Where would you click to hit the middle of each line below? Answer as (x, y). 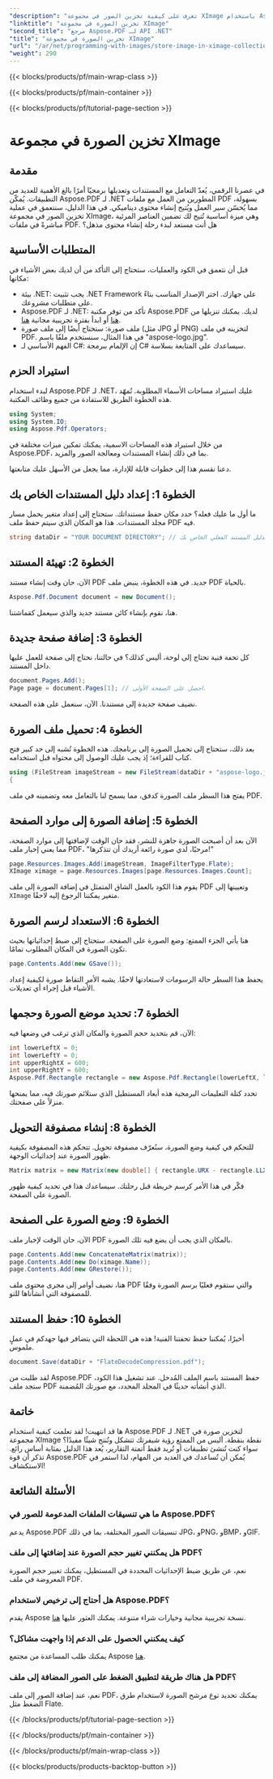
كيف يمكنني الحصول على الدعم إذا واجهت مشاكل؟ (97, 1639)
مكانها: (19, 278)
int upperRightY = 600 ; (49, 1071)
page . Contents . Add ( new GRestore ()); (71, 1269)
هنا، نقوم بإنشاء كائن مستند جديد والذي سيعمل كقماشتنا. (93, 612)
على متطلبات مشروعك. (57, 302)
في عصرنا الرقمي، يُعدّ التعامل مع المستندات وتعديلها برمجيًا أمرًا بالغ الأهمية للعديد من (137, 190)
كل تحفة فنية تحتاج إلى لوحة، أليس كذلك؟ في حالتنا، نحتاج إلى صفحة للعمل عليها (129, 657)
